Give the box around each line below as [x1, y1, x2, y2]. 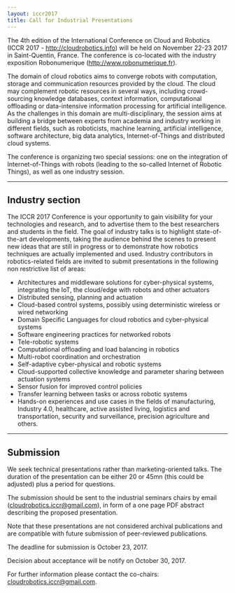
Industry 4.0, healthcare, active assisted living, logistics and [17, 405, 190, 413]
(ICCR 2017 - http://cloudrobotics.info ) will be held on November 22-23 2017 [7, 43, 227, 52]
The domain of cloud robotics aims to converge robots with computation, [7, 71, 218, 81]
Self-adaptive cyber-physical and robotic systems [17, 360, 162, 368]
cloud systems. [7, 139, 51, 147]
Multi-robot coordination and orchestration [17, 353, 141, 361]
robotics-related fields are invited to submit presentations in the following [7, 257, 219, 266]
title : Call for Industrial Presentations [7, 17, 133, 24]
